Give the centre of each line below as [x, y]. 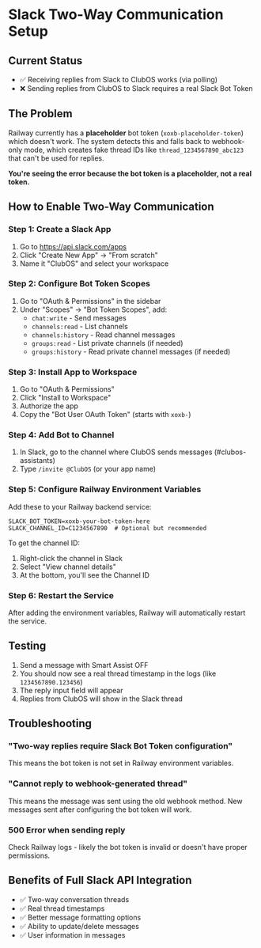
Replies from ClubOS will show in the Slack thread [101, 699]
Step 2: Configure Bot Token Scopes [79, 284]
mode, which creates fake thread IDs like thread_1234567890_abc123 [133, 150]
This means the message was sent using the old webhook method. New [125, 801]
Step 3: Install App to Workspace [73, 372]
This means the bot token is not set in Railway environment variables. [121, 763]
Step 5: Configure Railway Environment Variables [105, 490]
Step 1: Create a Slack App [60, 229]
